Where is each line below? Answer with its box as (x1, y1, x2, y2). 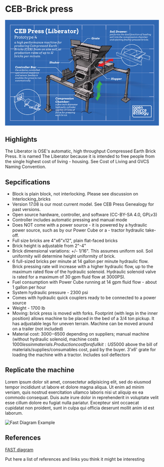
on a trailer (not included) (12, 326, 63, 332)
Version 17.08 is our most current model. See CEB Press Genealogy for (12, 201, 154, 207)
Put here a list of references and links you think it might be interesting (5, 456, 145, 462)
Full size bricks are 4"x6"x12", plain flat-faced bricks (12, 238, 118, 244)
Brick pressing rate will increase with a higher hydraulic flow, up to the (12, 264, 154, 270)
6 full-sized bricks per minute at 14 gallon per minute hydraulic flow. (12, 258, 149, 264)
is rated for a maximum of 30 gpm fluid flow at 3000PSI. (12, 274, 125, 280)
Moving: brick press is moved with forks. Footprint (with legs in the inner (12, 310, 158, 316)
